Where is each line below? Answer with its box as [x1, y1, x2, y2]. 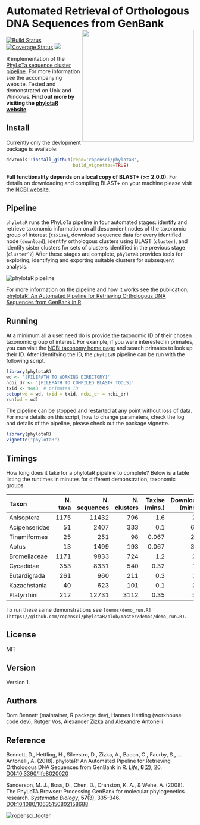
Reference [6, 735, 46, 745]
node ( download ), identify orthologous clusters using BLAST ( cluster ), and [6, 238, 188, 245]
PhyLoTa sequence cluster [6, 61, 71, 69]
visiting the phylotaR [6, 99, 58, 107]
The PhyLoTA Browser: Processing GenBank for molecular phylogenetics [6, 788, 185, 795]
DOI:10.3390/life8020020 [6, 770, 69, 777]
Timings [6, 453, 37, 463]
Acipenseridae [9, 523, 50, 531]
